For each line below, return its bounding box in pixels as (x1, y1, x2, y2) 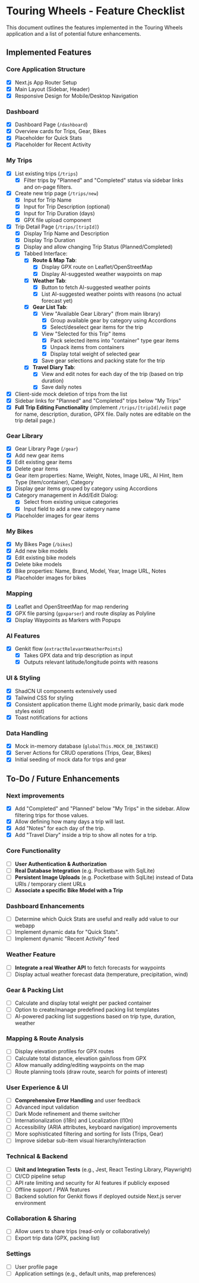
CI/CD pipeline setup (14, 1172, 66, 1180)
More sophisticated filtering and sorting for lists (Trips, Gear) (14, 1130, 163, 1137)
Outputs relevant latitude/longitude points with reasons (23, 658, 159, 666)
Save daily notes (41, 384, 82, 391)
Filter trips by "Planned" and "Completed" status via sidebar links (23, 177, 184, 184)
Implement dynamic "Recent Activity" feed (14, 935, 119, 942)
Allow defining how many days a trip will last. (14, 818, 125, 825)
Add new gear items (14, 452, 64, 459)
